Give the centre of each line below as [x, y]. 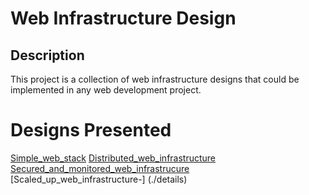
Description [47, 55]
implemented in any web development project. [106, 90]
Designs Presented [91, 130]
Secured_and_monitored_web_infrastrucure [100, 168]
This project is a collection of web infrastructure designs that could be [155, 79]
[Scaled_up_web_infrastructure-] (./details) [99, 179]
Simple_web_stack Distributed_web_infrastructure [113, 158]
